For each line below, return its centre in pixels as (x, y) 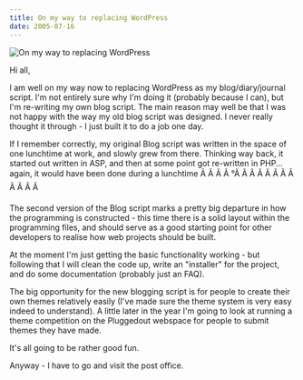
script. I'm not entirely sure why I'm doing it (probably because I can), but (147, 97)
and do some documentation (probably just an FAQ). (107, 274)
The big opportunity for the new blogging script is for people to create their (150, 291)
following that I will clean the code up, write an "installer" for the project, (144, 264)
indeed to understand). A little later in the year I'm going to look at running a (151, 311)
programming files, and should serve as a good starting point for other (141, 227)
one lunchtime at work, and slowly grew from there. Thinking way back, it (147, 153)
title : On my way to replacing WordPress (89, 18)
